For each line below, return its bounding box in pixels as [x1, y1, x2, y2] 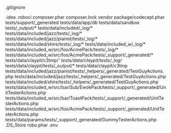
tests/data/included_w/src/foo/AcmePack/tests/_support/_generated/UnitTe [5, 106, 165, 112]
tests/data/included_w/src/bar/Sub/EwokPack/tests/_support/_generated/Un [5, 84, 166, 90]
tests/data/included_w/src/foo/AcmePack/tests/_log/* [5, 47, 118, 52]
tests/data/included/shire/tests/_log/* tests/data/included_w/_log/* [5, 41, 146, 47]
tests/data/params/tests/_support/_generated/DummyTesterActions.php [5, 117, 157, 122]
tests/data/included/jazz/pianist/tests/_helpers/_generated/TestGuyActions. [5, 68, 164, 74]
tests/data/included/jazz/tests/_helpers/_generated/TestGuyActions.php [14, 74, 166, 79]
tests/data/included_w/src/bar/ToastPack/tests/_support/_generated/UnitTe [5, 95, 164, 101]
